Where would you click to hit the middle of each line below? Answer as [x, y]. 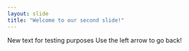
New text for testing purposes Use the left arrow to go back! [94, 40]
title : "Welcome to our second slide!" [66, 20]
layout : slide [28, 14]
